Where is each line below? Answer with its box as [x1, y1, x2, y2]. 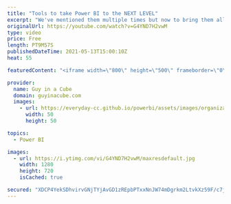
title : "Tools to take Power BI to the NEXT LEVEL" [7, 10, 158, 17]
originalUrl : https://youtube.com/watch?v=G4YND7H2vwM [7, 23, 168, 29]
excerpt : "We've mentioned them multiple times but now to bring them [7, 16, 214, 23]
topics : [7, 129, 30, 137]
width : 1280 [19, 162, 54, 168]
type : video [7, 29, 41, 36]
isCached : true [19, 174, 63, 181]
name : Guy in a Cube [13, 86, 72, 92]
